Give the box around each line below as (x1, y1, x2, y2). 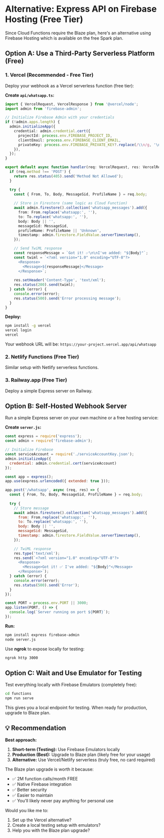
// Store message (14, 506, 49, 511)
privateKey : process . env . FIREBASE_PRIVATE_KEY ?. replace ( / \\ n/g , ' (18, 142, 156, 147)
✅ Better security (12, 787, 47, 793)
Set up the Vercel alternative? (12, 817, 72, 823)
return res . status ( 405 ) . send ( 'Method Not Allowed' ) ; (14, 173, 123, 179)
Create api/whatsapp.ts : (5, 92, 55, 98)
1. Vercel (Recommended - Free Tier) (5, 72, 94, 79)
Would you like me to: (5, 807, 49, 813)
